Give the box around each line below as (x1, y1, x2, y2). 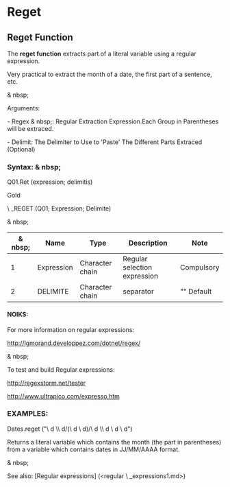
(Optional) (7, 145, 36, 153)
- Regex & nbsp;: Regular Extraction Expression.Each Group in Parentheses (7, 117, 219, 126)
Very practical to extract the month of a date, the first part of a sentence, (7, 70, 212, 78)
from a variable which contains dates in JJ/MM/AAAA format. (7, 445, 180, 453)
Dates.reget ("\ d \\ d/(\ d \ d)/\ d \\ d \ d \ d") (7, 425, 133, 433)
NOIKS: (7, 310, 29, 318)
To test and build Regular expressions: (7, 365, 115, 374)
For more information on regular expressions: (7, 325, 135, 333)
